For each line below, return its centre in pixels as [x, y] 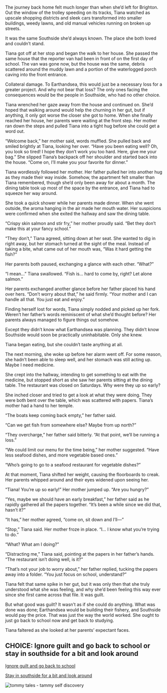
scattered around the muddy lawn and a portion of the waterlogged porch [81, 69]
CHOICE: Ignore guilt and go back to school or [78, 646]
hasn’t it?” [15, 510]
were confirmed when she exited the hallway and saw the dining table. [78, 213]
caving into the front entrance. [36, 74]
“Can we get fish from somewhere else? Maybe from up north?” [71, 425]
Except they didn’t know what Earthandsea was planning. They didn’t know [82, 329]
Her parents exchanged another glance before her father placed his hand [80, 289]
